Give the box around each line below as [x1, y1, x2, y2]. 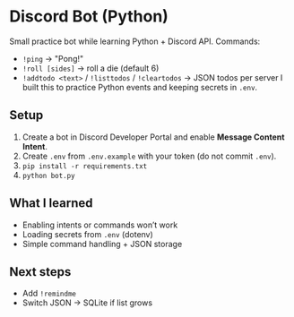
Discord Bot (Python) [9, 6, 169, 27]
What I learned [9, 195, 93, 211]
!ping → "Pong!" [22, 53, 84, 64]
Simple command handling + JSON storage [22, 238, 183, 249]
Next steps [9, 264, 72, 279]
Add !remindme [22, 288, 76, 299]
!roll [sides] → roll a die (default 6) [22, 63, 160, 73]
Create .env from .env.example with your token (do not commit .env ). [22, 150, 277, 161]
